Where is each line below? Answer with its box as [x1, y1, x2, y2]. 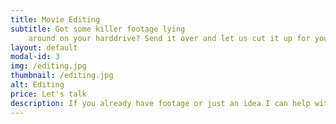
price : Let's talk [10, 89, 87, 99]
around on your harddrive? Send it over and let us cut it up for [28, 33, 311, 43]
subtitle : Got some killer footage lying [10, 24, 186, 34]
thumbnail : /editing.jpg [10, 71, 114, 81]
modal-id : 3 [10, 52, 60, 62]
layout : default [10, 42, 78, 53]
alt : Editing [10, 80, 65, 90]
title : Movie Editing [10, 14, 101, 25]
